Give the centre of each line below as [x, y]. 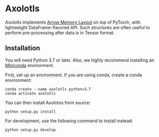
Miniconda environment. [30, 65]
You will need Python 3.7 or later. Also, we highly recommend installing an [80, 60]
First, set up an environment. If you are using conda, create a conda [74, 75]
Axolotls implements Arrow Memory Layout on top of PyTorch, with [73, 22]
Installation [23, 48]
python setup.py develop [30, 130]
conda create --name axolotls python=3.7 [48, 89]
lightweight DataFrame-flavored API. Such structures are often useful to [78, 27]
